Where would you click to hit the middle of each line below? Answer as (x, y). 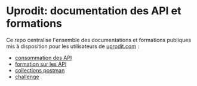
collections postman (40, 70)
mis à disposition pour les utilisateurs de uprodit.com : (73, 46)
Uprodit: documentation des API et (94, 11)
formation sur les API (41, 64)
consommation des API (43, 58)
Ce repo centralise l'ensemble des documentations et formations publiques (99, 40)
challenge (27, 77)
